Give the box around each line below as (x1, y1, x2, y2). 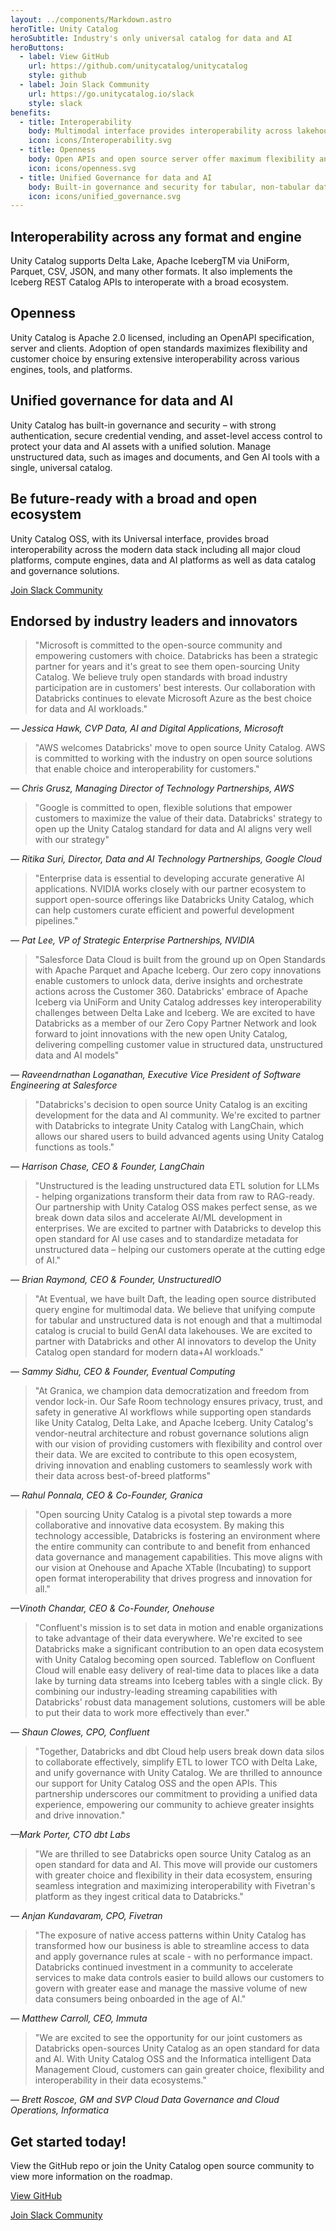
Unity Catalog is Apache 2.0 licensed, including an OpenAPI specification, (10, 331, 315, 343)
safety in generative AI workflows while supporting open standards (34, 1406, 312, 1418)
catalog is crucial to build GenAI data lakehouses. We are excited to (34, 1325, 313, 1337)
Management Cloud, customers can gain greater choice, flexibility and (34, 2064, 325, 2076)
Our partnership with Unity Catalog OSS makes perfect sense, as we (34, 1201, 318, 1213)
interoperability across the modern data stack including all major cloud (10, 543, 301, 555)
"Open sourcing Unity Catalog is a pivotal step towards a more (34, 1509, 293, 1521)
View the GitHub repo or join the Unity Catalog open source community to (10, 2160, 315, 2172)
